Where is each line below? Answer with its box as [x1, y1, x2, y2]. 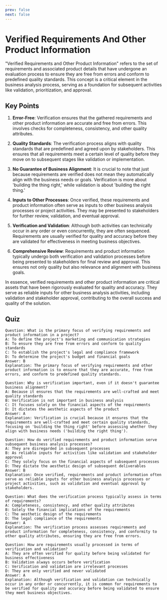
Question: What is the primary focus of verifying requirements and [5, 328, 151, 333]
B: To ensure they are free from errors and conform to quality [5, 341, 142, 346]
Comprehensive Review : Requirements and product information [12, 248, 145, 254]
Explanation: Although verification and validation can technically [5, 578, 151, 583]
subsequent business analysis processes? [5, 442, 93, 447]
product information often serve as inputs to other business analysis [12, 202, 153, 208]
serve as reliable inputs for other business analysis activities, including [5, 290, 151, 296]
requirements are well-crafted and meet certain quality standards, [5, 420, 151, 425]
